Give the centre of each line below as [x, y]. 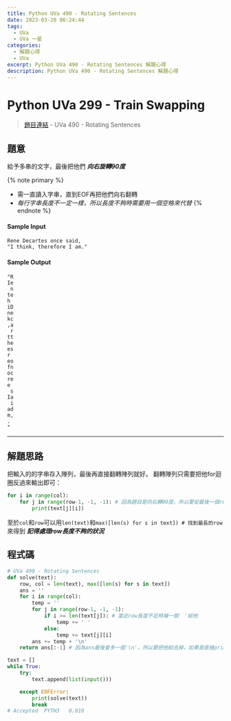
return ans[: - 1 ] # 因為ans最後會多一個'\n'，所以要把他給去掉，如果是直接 [117, 648]
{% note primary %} [35, 180]
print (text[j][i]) [58, 509]
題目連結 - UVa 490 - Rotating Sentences [82, 125]
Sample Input [26, 226]
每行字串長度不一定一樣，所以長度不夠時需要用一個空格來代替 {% [110, 203]
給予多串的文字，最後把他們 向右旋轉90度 [66, 166]
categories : [24, 45]
